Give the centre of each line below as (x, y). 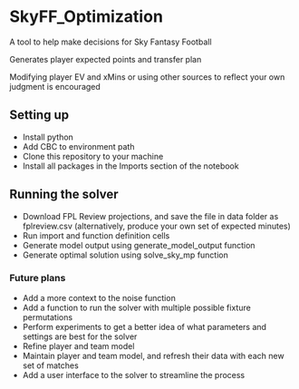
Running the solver (64, 194)
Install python (48, 137)
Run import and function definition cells (96, 235)
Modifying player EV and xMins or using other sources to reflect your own (147, 77)
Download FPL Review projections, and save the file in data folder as (150, 216)
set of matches (50, 365)
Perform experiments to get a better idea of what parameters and (145, 326)
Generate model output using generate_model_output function (139, 245)
